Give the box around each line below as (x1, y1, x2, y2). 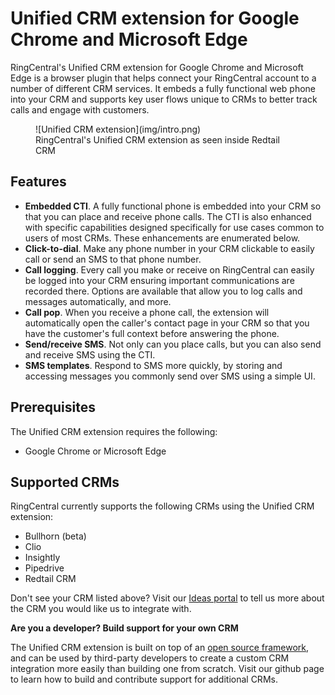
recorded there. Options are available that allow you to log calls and (24, 285, 303, 297)
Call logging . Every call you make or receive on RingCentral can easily (24, 263, 315, 276)
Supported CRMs (10, 473, 120, 491)
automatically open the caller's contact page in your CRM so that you (24, 317, 310, 329)
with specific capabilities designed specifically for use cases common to (24, 221, 325, 233)
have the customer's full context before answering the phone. (24, 327, 280, 339)
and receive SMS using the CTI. (24, 348, 156, 361)
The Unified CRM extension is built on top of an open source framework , (10, 642, 310, 654)
